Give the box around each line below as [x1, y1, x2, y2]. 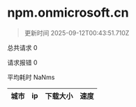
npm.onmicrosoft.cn [7, 5, 129, 21]
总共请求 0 [7, 43, 38, 51]
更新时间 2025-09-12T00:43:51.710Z [24, 28, 130, 37]
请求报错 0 [7, 58, 38, 67]
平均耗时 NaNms [7, 73, 55, 81]
